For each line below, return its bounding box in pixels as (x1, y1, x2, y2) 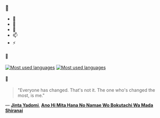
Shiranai (5, 107, 23, 113)
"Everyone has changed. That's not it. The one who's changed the (17, 87, 155, 93)
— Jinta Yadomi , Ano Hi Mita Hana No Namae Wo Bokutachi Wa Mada (5, 102, 153, 108)
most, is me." (17, 92, 45, 98)
